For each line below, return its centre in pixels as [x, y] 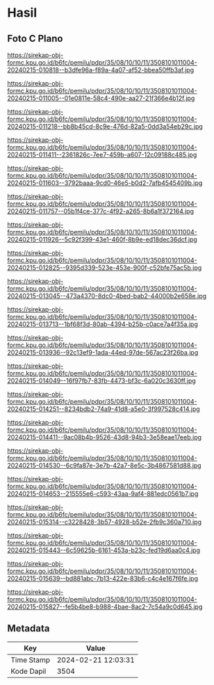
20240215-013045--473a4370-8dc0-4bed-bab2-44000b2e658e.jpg [107, 296]
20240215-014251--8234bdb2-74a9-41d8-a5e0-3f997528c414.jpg [104, 409]
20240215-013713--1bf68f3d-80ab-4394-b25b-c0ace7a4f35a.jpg [102, 324]
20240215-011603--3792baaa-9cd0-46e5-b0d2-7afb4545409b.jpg [105, 183]
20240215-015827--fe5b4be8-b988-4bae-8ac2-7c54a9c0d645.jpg [105, 607]
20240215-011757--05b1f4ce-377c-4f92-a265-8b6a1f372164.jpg [101, 211]
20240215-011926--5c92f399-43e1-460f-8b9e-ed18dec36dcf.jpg [102, 239]
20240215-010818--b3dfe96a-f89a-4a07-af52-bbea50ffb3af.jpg [101, 70]
